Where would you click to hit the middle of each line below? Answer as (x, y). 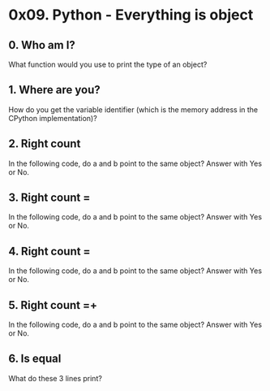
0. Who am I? (42, 45)
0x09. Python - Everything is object (131, 15)
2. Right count (45, 144)
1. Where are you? (54, 90)
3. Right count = (49, 198)
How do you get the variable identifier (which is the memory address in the (133, 109)
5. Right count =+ (53, 305)
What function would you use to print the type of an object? (108, 64)
